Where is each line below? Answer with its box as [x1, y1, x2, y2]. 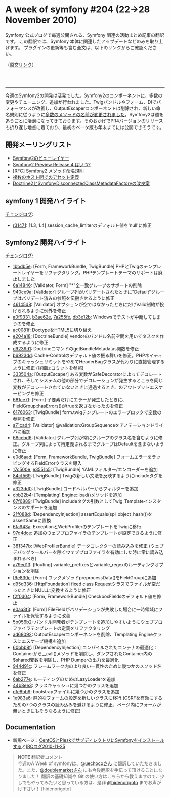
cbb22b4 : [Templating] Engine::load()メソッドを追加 [12, 492, 122, 498]
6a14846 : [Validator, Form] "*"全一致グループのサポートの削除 [12, 282, 142, 289]
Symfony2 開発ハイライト [5, 238, 87, 247]
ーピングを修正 [12, 390, 44, 397]
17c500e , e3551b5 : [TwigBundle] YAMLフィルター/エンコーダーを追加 [12, 466, 158, 473]
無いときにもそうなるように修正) [12, 708, 81, 714]
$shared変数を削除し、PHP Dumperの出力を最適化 [12, 657, 119, 663]
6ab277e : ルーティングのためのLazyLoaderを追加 [12, 676, 115, 682]
